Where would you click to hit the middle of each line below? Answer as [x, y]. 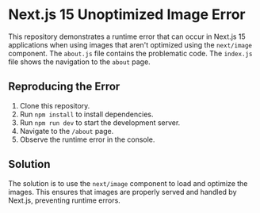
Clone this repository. [55, 105]
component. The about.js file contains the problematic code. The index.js [130, 53]
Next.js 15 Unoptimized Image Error [127, 15]
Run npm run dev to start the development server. [100, 122]
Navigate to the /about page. [67, 131]
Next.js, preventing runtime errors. [64, 200]
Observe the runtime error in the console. [87, 139]
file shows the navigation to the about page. [79, 62]
